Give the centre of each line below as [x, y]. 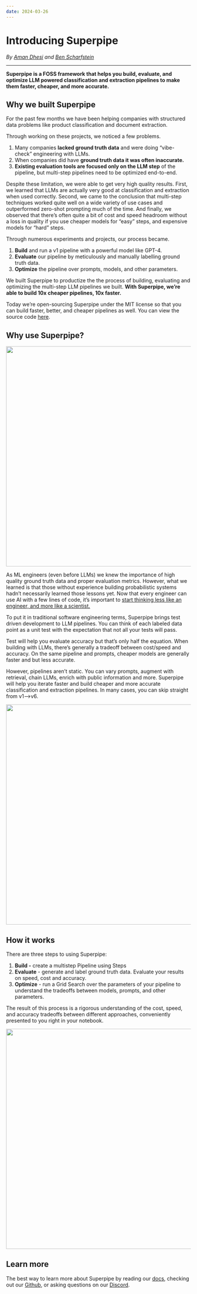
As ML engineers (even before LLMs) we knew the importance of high [91, 575]
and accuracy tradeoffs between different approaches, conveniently [89, 1014]
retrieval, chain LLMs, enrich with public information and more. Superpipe [95, 678]
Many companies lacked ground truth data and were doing [86, 148]
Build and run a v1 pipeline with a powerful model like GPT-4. [88, 251]
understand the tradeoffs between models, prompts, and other [90, 990]
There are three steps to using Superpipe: [57, 954]
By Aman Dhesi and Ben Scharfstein [50, 57]
